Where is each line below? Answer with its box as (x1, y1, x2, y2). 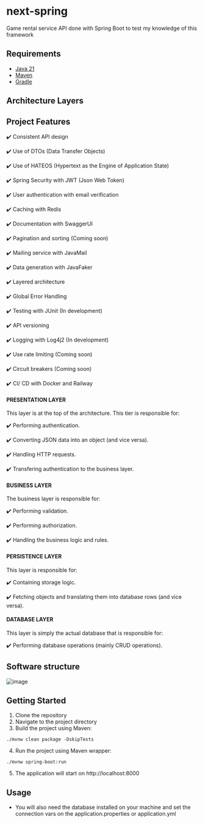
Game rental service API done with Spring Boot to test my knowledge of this (6, 24, 197, 32)
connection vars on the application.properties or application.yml (15, 810, 177, 818)
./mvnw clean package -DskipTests (6, 736, 94, 743)
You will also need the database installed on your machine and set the (15, 803, 191, 811)
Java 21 (15, 65, 35, 72)
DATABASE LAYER (6, 616, 54, 623)
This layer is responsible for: (6, 566, 77, 574)
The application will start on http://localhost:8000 (15, 770, 140, 777)
